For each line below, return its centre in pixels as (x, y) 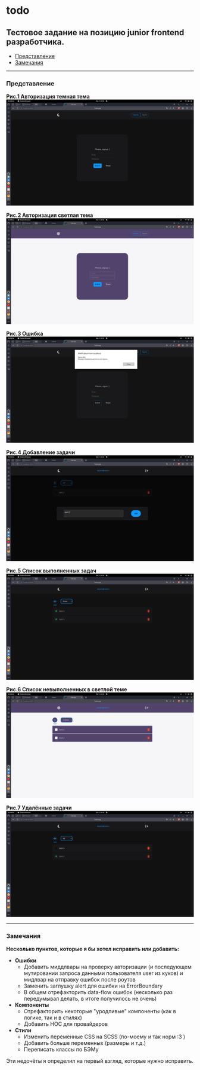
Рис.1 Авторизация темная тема (48, 97)
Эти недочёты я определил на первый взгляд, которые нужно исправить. (100, 1061)
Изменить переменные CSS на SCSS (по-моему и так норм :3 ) (104, 1037)
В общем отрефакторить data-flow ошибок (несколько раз (98, 992)
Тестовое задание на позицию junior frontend (95, 33)
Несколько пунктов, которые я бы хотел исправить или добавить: (93, 949)
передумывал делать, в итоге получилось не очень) (90, 999)
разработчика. (35, 42)
